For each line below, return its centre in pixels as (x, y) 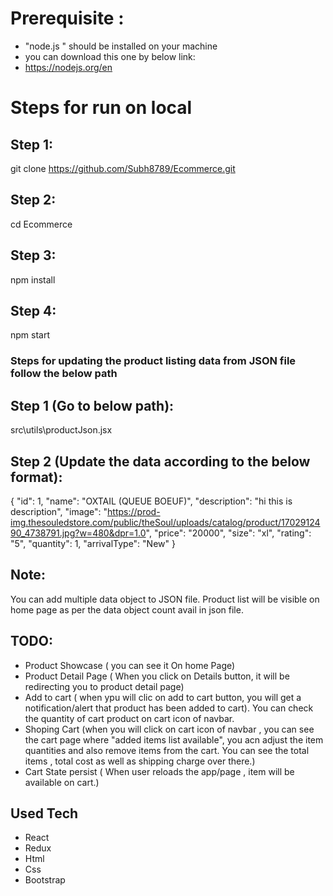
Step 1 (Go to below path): (92, 405)
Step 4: (33, 310)
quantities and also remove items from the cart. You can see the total (167, 750)
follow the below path (64, 374)
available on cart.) (62, 782)
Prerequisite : (67, 18)
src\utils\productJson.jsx (61, 430)
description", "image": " (59, 511)
